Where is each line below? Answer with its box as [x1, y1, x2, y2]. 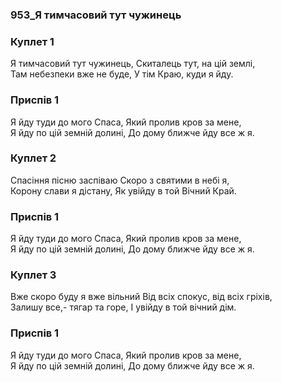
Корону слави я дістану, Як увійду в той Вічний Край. [10, 184, 237, 197]
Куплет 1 [10, 34, 55, 48]
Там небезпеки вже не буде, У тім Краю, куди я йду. [10, 68, 234, 80]
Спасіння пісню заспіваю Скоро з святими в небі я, [10, 174, 230, 186]
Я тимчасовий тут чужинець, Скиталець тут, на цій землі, [10, 58, 256, 70]
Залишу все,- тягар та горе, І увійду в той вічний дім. [10, 301, 237, 313]
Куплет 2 [10, 151, 57, 165]
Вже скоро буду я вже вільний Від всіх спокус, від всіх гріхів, [10, 291, 273, 303]
